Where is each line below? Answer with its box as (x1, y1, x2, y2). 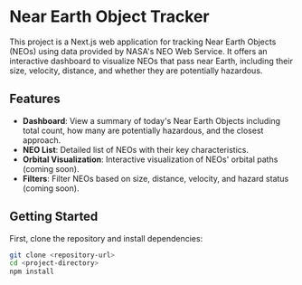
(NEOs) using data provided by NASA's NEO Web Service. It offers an (9, 45, 269, 56)
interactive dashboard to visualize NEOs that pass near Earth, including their (9, 55, 294, 66)
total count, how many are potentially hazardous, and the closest (22, 125, 264, 136)
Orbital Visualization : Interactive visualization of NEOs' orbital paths (22, 154, 278, 165)
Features (9, 91, 61, 107)
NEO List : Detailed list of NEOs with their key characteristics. (22, 144, 249, 155)
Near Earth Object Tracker (9, 6, 210, 27)
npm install (9, 267, 54, 277)
